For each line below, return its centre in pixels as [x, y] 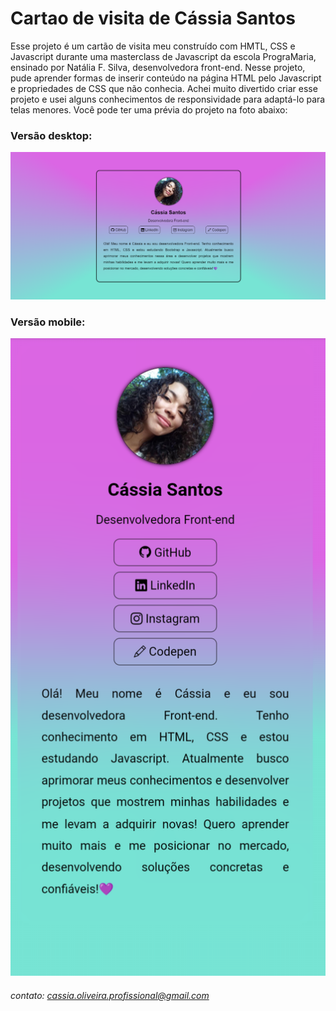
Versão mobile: [48, 322]
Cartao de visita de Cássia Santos [153, 18]
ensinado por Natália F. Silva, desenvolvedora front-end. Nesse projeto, [158, 67]
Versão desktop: [51, 135]
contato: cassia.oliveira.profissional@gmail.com [110, 995]
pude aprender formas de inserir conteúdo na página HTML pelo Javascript [166, 78]
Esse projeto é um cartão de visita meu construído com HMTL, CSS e [153, 46]
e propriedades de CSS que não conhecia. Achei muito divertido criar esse [164, 88]
